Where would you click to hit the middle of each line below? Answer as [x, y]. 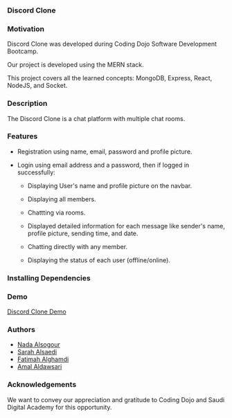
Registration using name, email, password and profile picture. [105, 152]
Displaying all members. [62, 199]
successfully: [36, 172]
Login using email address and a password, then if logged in [103, 165]
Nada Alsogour [38, 345]
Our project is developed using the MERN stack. [75, 65]
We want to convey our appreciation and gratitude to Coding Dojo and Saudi [116, 399]
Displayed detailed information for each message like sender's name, [126, 226]
